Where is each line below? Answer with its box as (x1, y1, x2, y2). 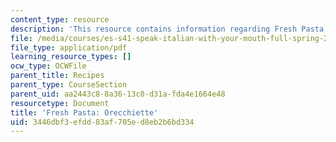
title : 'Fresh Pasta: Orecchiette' (10, 107, 159, 118)
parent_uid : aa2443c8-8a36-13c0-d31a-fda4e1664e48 (10, 89, 226, 99)
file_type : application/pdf (10, 42, 128, 53)
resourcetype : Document (10, 98, 110, 108)
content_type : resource (10, 14, 110, 25)
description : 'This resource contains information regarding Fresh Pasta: (10, 24, 329, 34)
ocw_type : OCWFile (10, 61, 87, 71)
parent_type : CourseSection (10, 80, 128, 90)
